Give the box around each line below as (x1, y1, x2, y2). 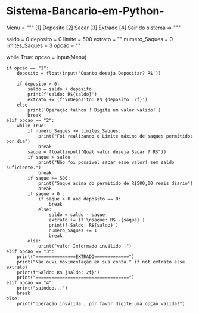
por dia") (6, 138, 31, 144)
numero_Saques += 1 (48, 227, 97, 233)
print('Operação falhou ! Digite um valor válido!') (27, 107, 161, 113)
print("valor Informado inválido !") (38, 243, 132, 249)
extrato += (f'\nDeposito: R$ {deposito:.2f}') (27, 96, 148, 102)
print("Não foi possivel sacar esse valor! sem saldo (38, 159, 175, 165)
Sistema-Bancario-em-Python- (6, 4, 165, 18)
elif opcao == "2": (6, 117, 55, 123)
